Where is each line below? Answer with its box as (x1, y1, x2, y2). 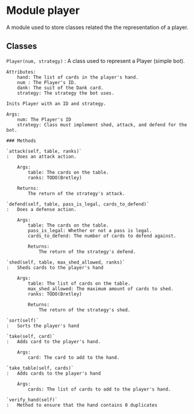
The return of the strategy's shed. (38, 306, 131, 313)
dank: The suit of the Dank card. (17, 85, 104, 91)
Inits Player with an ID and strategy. (6, 100, 107, 106)
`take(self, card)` (6, 333, 55, 339)
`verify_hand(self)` (6, 396, 58, 403)
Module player (6, 4, 80, 18)
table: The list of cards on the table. (28, 280, 131, 286)
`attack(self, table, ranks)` (6, 148, 83, 154)
